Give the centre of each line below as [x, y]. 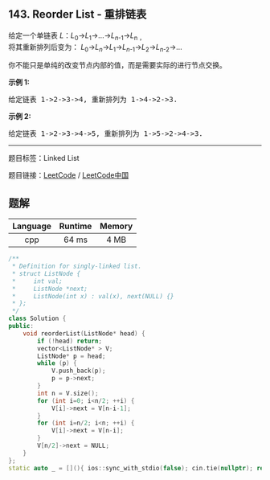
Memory [117, 226]
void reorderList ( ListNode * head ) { [84, 333]
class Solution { [37, 319]
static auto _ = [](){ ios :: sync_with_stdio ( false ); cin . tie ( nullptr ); [131, 468]
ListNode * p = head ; [72, 356]
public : [21, 326]
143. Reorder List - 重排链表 [78, 14]
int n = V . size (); [68, 393]
